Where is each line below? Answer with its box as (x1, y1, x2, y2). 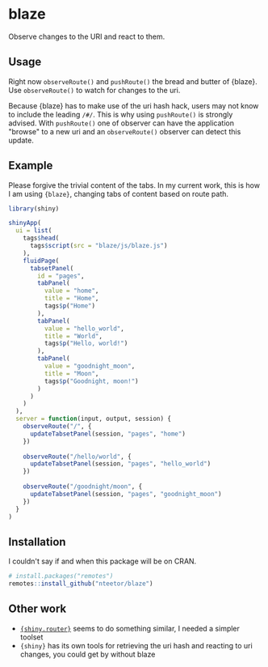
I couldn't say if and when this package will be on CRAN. (8, 556, 197, 567)
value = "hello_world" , (44, 325, 125, 333)
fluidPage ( (23, 257, 60, 265)
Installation (8, 535, 66, 549)
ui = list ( (15, 227, 52, 235)
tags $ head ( (23, 234, 60, 243)
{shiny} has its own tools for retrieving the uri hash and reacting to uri (19, 640, 253, 650)
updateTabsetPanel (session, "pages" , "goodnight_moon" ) (29, 490, 222, 498)
